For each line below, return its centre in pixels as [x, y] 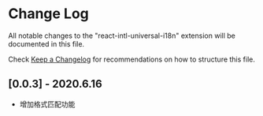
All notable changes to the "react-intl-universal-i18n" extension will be [122, 36]
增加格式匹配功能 [47, 104]
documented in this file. [46, 43]
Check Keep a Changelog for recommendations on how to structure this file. [132, 59]
